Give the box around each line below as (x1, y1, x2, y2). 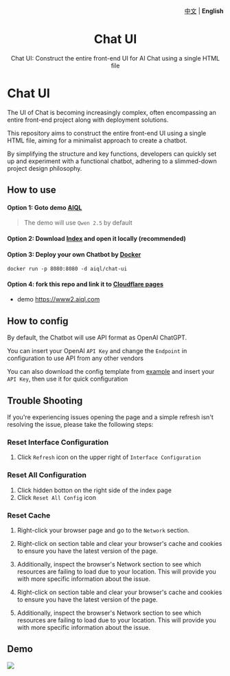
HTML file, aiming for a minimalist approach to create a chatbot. (7, 136, 187, 145)
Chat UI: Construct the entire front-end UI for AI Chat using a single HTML (10, 54, 220, 62)
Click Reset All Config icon (16, 493, 96, 501)
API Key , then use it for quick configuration (7, 374, 128, 383)
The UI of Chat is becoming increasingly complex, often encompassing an (7, 108, 216, 116)
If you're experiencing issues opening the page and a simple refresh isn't (7, 413, 214, 421)
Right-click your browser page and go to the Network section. (16, 526, 190, 534)
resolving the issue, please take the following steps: (7, 421, 154, 429)
